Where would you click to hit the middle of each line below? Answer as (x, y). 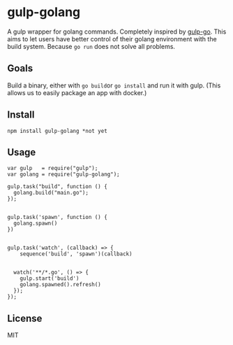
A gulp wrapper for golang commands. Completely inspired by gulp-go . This (117, 31)
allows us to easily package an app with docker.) (77, 92)
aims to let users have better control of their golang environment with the (112, 38)
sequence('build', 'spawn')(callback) (76, 254)
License (25, 318)
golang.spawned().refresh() (60, 285)
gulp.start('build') (50, 279)
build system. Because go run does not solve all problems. (91, 46)
